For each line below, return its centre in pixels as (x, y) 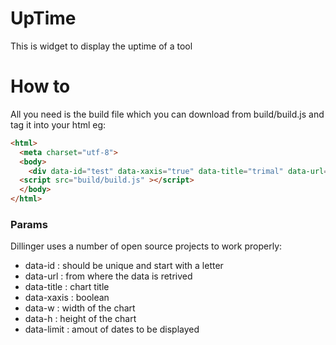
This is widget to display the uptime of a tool (101, 46)
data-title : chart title (67, 287)
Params (29, 224)
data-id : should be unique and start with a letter (124, 266)
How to (40, 86)
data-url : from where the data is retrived (108, 276)
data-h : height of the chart (80, 319)
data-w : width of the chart (80, 308)
